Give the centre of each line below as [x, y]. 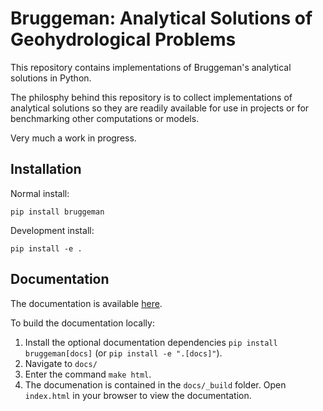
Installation [46, 169]
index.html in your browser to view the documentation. [138, 395]
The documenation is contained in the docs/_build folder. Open [155, 384]
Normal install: [40, 193]
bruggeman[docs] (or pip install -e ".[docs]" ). [123, 353]
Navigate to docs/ [61, 363]
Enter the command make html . [88, 374]
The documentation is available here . [86, 303]
